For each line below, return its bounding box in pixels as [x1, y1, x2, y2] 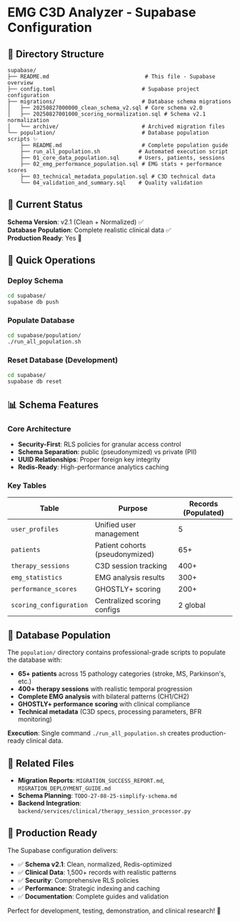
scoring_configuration [11, 601, 88, 609]
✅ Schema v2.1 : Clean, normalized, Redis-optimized [17, 860, 172, 868]
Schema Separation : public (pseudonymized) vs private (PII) [17, 448, 197, 456]
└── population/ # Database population [7, 129, 209, 136]
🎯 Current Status [7, 199, 84, 211]
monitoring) [17, 715, 52, 723]
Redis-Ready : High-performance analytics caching [17, 463, 169, 471]
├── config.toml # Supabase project [7, 86, 200, 93]
